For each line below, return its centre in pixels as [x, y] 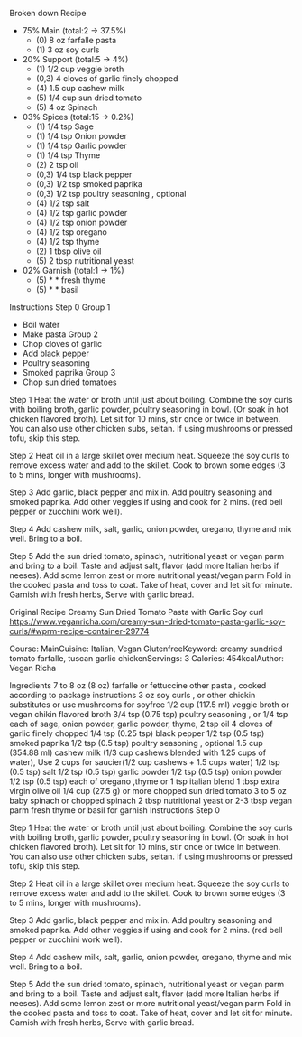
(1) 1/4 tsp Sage [65, 126]
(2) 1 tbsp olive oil [69, 251]
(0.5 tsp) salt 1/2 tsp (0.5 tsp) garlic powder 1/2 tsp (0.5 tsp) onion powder [146, 772]
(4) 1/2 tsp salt [63, 203]
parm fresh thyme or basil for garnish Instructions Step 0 [115, 810]
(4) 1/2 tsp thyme [68, 242]
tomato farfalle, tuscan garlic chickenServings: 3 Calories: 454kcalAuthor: [146, 658]
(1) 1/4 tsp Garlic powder [81, 145]
